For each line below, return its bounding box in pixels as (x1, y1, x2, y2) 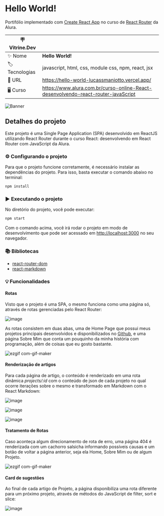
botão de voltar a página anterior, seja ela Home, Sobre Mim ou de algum (5, 449, 152, 455)
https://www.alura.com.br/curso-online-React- (42, 84, 152, 91)
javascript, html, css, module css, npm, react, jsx (42, 65, 153, 71)
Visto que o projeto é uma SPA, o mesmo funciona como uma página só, (5, 301, 150, 307)
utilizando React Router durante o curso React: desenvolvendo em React (5, 135, 151, 141)
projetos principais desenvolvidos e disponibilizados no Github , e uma (5, 331, 146, 337)
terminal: (5, 175, 23, 180)
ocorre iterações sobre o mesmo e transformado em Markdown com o (5, 382, 146, 389)
